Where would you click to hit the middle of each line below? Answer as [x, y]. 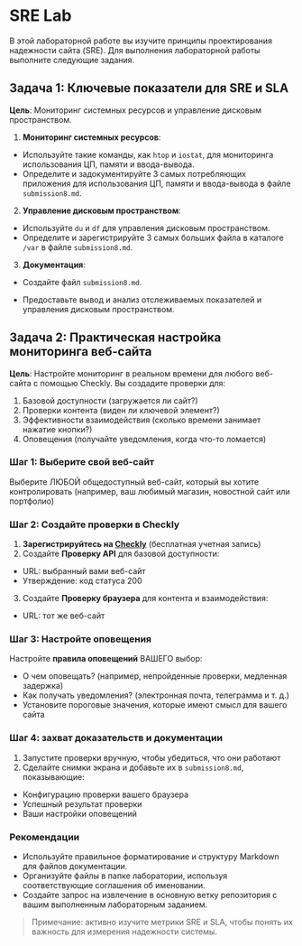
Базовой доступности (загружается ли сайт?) [110, 400]
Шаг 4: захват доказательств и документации [116, 738]
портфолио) [32, 501]
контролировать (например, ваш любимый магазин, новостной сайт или [150, 491]
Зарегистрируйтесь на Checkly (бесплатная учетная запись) [142, 544]
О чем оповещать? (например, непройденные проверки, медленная [155, 676]
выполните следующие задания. [72, 60]
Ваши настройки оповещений [79, 813]
